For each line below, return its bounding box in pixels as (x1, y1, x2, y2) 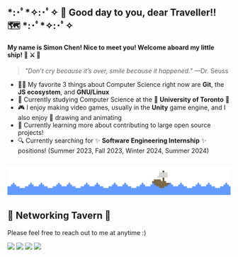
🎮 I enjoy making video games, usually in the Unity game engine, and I (17, 103, 226, 112)
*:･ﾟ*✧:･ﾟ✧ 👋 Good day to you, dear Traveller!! (7, 6, 217, 19)
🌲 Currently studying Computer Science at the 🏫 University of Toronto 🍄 (17, 95, 230, 104)
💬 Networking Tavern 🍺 (7, 210, 111, 222)
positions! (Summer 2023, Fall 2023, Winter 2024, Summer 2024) (17, 146, 210, 155)
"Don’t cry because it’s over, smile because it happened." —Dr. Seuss (24, 66, 229, 75)
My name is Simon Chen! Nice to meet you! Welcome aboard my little (7, 43, 215, 52)
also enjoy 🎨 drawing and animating (17, 113, 123, 121)
